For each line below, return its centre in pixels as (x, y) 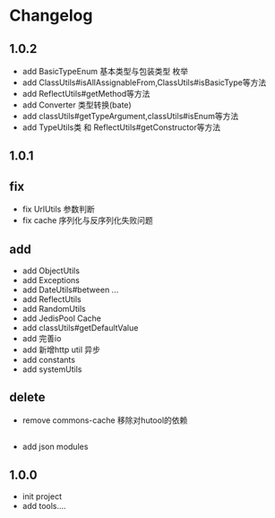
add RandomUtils (54, 309)
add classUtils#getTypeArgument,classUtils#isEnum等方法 (130, 116)
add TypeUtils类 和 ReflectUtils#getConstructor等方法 (121, 127)
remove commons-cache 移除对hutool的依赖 (105, 420)
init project (42, 496)
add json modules (55, 447)
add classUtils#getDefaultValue (80, 328)
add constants (49, 360)
